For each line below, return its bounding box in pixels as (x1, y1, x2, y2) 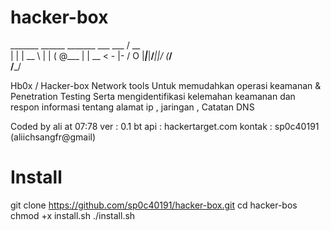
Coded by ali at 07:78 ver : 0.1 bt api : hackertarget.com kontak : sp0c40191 (10, 120, 320, 132)
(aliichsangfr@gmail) (10, 131, 97, 143)
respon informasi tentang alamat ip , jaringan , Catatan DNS (10, 101, 255, 113)
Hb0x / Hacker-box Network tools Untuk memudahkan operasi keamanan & (10, 79, 322, 91)
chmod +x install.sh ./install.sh (10, 209, 136, 221)
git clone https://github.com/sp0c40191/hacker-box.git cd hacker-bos (10, 199, 298, 211)
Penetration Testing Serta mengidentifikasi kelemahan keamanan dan (10, 90, 296, 102)
